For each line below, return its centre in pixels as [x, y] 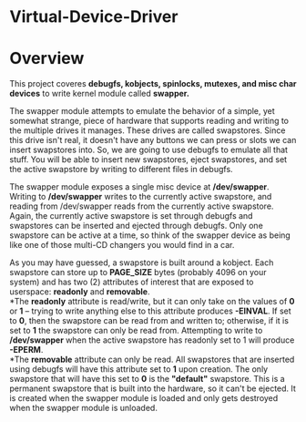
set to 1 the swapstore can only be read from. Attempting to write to [136, 331]
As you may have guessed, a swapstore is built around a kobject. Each [142, 262]
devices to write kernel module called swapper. [99, 94]
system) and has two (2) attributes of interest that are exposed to [132, 282]
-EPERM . [26, 350]
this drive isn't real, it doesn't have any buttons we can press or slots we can [153, 140]
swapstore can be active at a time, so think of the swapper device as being [150, 235]
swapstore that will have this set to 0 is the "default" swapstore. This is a [147, 379]
